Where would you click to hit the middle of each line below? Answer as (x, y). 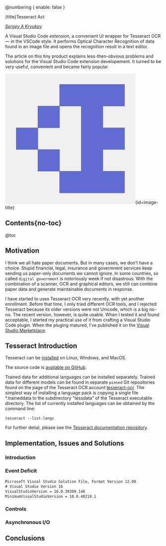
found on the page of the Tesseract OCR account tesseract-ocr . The (75, 388)
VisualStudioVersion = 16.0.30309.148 (45, 492)
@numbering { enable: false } (35, 7)
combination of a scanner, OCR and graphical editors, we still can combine (81, 284)
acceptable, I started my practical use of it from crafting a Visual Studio (78, 320)
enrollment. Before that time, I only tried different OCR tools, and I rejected (81, 304)
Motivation (22, 251)
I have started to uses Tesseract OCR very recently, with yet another (75, 299)
